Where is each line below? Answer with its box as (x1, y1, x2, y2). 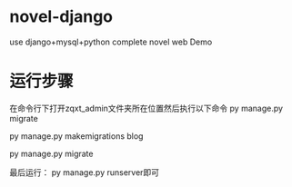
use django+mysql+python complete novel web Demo (9, 36, 213, 47)
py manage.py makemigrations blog (9, 130, 144, 142)
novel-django (9, 6, 114, 27)
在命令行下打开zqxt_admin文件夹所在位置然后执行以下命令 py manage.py (9, 103, 284, 113)
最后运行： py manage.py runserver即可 (9, 166, 160, 178)
